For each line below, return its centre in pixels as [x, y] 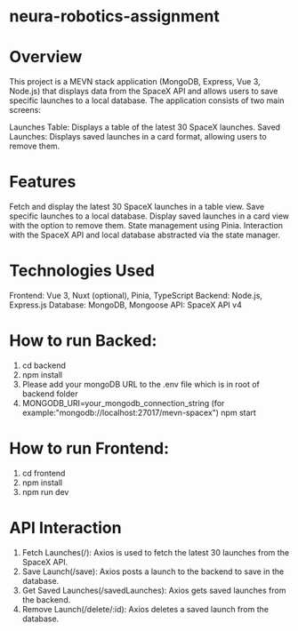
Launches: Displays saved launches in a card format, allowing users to [138, 137]
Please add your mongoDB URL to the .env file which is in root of [141, 384]
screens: [25, 110]
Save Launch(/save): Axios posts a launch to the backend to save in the [153, 571]
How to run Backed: [83, 341]
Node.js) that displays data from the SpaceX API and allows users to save [144, 92]
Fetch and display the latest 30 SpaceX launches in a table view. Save [137, 207]
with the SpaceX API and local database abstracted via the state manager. [145, 235]
